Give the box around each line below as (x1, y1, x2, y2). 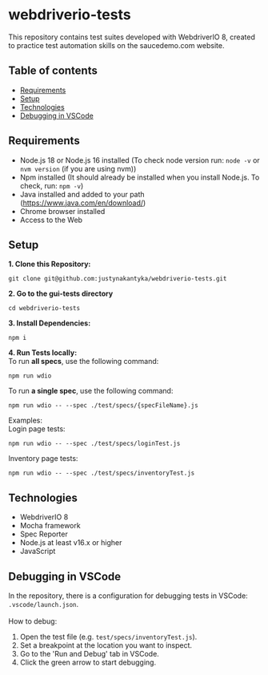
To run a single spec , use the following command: (8, 386, 174, 396)
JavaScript (19, 547, 56, 556)
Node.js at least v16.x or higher (19, 538, 122, 548)
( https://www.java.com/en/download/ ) (19, 198, 146, 208)
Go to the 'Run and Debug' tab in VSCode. (19, 649, 160, 658)
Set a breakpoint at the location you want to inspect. (19, 641, 193, 650)
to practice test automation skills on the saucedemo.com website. (8, 40, 225, 50)
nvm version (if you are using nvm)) (19, 164, 137, 173)
